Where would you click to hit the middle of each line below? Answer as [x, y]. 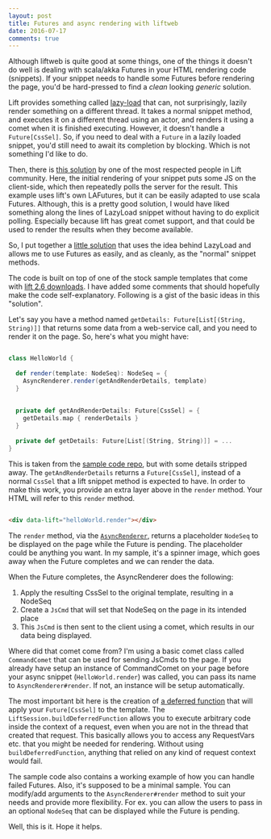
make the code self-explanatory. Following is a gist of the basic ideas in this [134, 295]
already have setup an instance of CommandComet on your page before [129, 668]
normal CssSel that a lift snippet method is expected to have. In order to [127, 481]
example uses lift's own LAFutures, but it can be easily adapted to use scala [134, 195]
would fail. [25, 761]
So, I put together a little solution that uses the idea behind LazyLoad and [130, 245]
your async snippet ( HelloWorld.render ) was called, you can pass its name [132, 676]
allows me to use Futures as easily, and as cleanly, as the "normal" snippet [132, 254]
